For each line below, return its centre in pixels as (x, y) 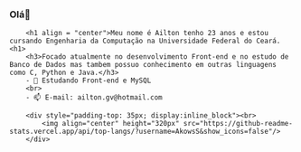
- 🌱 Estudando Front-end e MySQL (89, 81)
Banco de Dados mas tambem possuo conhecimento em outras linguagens (143, 65)
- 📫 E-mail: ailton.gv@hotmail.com (94, 98)
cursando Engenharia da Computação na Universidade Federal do (131, 41)
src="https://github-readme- (238, 124)
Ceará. (268, 41)
